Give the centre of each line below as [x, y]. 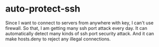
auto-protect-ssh [43, 9]
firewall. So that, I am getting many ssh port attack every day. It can [76, 28]
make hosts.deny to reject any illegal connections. [58, 39]
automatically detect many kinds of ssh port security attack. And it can [80, 33]
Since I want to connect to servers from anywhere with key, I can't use [79, 23]
